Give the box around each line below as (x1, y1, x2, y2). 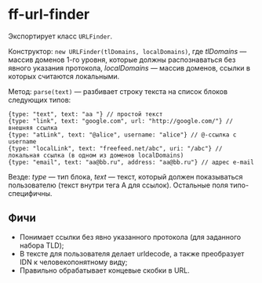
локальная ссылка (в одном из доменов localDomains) (8, 151, 184, 159)
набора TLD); (19, 241, 64, 250)
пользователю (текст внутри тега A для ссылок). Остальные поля (8, 180, 229, 190)
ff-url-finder (8, 5, 90, 24)
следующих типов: (8, 95, 71, 104)
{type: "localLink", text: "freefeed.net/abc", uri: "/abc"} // (8, 144, 223, 152)
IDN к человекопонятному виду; (19, 257, 128, 267)
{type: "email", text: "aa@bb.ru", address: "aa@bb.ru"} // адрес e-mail (8, 158, 255, 166)
